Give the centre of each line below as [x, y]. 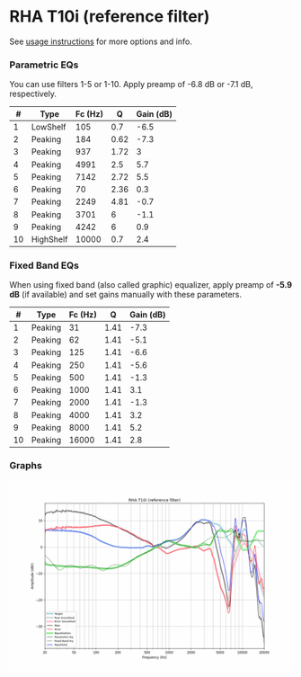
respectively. [33, 94]
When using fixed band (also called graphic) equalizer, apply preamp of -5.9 [151, 285]
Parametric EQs [44, 65]
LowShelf [49, 127]
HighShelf [49, 239]
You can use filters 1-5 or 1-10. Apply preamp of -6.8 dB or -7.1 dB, [131, 85]
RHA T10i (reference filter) [110, 17]
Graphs [26, 466]
